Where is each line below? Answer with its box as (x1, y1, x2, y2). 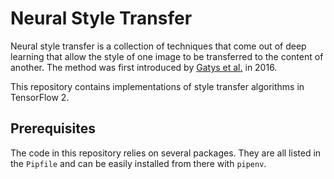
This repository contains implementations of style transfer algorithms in (10, 80, 305, 92)
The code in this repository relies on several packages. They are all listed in (10, 147, 322, 159)
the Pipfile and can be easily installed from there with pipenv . (10, 157, 267, 169)
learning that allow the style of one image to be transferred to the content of (10, 50, 324, 62)
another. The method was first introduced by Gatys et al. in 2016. (10, 61, 278, 73)
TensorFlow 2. (10, 91, 70, 103)
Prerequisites (10, 120, 96, 137)
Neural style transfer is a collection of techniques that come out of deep (10, 40, 307, 52)
